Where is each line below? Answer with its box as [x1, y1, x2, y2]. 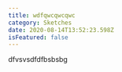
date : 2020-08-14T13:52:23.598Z [8, 26, 114, 34]
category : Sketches [8, 19, 72, 27]
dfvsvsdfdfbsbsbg [8, 55, 68, 64]
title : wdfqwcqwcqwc [8, 11, 76, 20]
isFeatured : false [8, 33, 68, 41]
